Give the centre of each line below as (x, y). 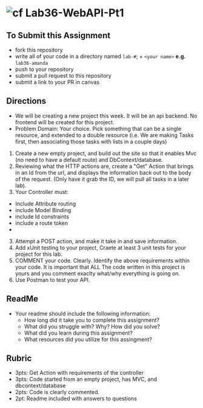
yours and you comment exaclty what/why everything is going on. (98, 273)
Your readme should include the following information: (83, 313)
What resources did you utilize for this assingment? (88, 339)
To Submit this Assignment (58, 35)
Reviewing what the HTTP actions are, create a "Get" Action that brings (104, 166)
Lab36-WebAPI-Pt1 (75, 13)
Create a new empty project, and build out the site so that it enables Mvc (106, 153)
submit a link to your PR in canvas (57, 82)
